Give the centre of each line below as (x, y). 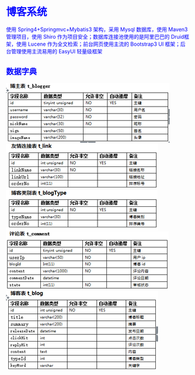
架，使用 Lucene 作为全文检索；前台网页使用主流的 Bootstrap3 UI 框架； (93, 44)
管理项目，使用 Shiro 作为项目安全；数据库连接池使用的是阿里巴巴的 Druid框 (98, 36)
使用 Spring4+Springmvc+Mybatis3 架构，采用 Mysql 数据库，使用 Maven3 (97, 29)
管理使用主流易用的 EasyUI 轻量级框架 (57, 51)
